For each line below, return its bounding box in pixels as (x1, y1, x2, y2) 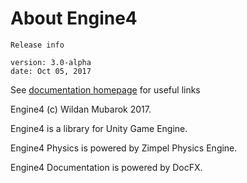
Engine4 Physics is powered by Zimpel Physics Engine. (10, 142, 238, 154)
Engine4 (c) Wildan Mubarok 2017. (10, 103, 152, 115)
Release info (10, 40, 65, 50)
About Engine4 (10, 7, 138, 30)
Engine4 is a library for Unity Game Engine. (10, 122, 188, 134)
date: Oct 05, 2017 (10, 66, 92, 76)
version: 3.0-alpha (10, 57, 92, 67)
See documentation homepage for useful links (10, 83, 201, 96)
